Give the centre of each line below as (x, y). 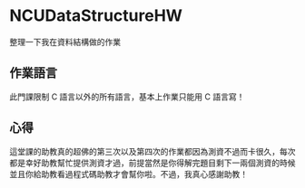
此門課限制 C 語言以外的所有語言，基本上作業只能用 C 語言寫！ (127, 97)
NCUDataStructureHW (96, 16)
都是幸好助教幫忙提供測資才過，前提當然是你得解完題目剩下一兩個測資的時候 (152, 163)
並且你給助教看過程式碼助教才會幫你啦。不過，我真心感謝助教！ (128, 174)
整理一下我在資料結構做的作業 (65, 42)
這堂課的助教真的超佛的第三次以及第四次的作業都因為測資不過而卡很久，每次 (152, 151)
